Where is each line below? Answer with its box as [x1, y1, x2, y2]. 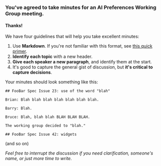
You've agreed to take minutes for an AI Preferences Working [5, 4, 157, 11]
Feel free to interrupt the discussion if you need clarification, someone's [5, 150, 154, 156]
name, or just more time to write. [5, 156, 72, 162]
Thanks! [5, 22, 23, 28]
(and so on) [5, 141, 29, 147]
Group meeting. [5, 10, 44, 17]
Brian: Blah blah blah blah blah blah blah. [5, 97, 99, 103]
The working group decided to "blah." [5, 123, 86, 128]
